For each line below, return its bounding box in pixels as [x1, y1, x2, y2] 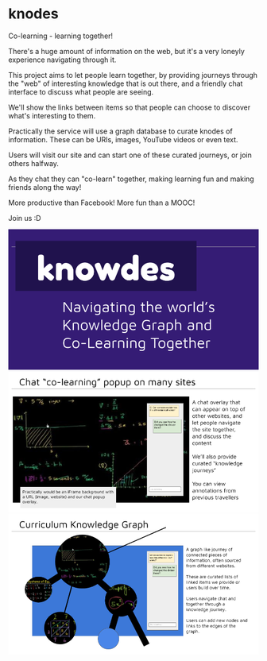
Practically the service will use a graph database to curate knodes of [8, 126, 233, 136]
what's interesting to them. [8, 110, 96, 120]
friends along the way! [8, 182, 82, 191]
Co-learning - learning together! [8, 31, 114, 41]
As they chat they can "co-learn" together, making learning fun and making [8, 174, 254, 184]
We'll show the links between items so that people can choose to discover [8, 102, 251, 112]
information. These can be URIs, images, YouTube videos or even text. [8, 134, 238, 144]
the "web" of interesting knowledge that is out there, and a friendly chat [8, 79, 243, 88]
